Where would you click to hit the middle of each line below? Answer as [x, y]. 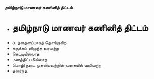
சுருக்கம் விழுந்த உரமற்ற [35, 48]
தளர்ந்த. [20, 71]
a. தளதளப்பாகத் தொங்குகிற [39, 42]
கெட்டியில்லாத [26, 54]
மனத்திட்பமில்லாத [30, 59]
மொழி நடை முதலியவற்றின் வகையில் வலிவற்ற [57, 65]
